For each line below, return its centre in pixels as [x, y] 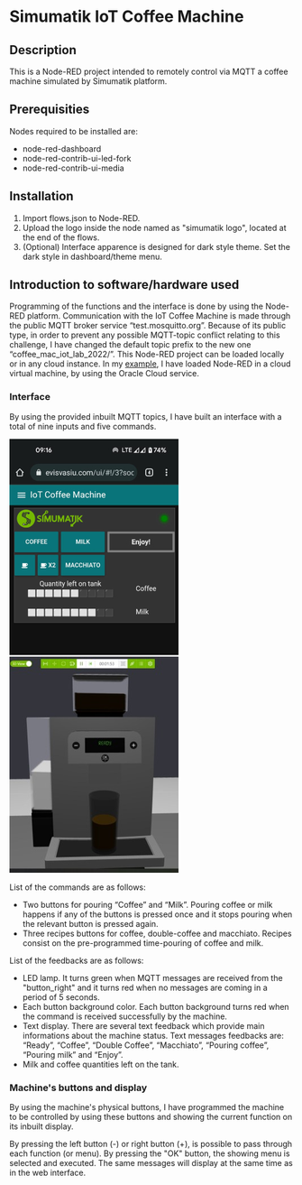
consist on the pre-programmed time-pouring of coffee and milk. [143, 943]
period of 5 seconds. [61, 997]
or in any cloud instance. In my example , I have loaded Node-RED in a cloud [150, 364]
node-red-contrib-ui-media [73, 168]
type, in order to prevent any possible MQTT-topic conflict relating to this [145, 335]
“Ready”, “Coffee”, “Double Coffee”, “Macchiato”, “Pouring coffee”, [146, 1045]
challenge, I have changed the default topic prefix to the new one [130, 345]
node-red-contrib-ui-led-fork [77, 158]
